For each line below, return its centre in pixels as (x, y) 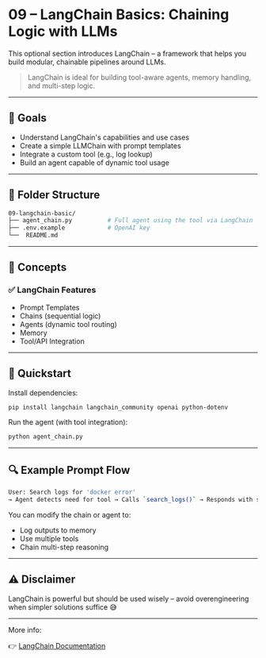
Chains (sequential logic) (60, 316)
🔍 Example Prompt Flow (69, 470)
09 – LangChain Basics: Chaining (119, 15)
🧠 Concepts (38, 267)
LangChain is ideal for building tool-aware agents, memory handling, (139, 77)
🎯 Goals (28, 118)
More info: (25, 629)
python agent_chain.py (46, 437)
